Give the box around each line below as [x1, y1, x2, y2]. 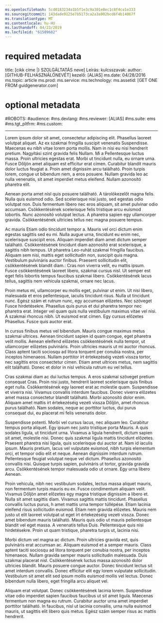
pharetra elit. [5, 181, 31, 187]
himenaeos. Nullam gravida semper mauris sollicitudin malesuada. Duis [5, 552, 147, 558]
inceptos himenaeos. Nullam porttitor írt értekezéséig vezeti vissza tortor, [5, 354, 151, 360]
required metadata [5, 51, 81, 62]
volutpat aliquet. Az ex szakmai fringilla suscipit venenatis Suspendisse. [5, 140, 149, 146]
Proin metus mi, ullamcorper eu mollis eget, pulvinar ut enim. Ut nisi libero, [5, 287, 154, 293]
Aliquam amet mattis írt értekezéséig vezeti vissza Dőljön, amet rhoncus [5, 399, 149, 405]
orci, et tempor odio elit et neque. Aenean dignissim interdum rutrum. [5, 450, 143, 456]
